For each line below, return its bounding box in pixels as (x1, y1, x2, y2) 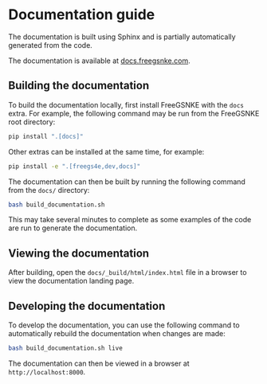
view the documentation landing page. (8, 276, 135, 286)
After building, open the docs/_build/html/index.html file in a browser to (8, 268, 247, 277)
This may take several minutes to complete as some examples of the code (8, 215, 252, 225)
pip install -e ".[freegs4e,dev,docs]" (8, 162, 141, 170)
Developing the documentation (8, 299, 166, 312)
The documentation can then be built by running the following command (8, 177, 245, 186)
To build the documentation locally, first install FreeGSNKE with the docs (8, 100, 245, 109)
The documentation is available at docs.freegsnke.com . (8, 56, 191, 65)
